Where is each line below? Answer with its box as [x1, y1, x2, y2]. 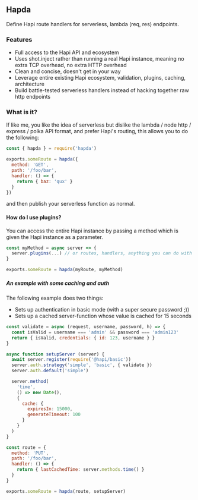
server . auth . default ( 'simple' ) [11, 368, 89, 374]
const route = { [6, 444, 46, 451]
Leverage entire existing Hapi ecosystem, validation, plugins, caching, [14, 74, 186, 81]
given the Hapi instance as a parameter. [6, 233, 104, 240]
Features [6, 35, 33, 43]
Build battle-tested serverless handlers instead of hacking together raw [14, 87, 190, 94]
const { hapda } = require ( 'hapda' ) [6, 146, 97, 152]
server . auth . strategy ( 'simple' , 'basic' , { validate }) [11, 362, 152, 368]
